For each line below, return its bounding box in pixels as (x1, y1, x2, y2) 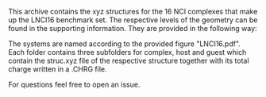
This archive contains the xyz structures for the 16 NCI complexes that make (8, 7, 258, 16)
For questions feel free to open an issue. (8, 80, 141, 89)
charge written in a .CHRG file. (8, 64, 107, 74)
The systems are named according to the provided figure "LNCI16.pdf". (8, 39, 241, 48)
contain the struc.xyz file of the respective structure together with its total (8, 56, 249, 65)
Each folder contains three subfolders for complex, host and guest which (8, 48, 247, 56)
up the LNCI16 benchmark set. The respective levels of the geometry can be (8, 15, 258, 25)
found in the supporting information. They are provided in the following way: (8, 24, 257, 33)
